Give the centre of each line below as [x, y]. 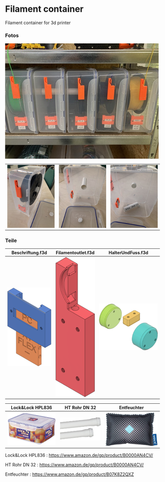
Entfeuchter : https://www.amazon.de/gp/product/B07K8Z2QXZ [69, 474]
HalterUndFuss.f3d [129, 252]
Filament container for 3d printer [38, 23]
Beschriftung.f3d [29, 252]
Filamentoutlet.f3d [75, 252]
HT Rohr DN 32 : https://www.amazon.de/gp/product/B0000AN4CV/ [74, 465]
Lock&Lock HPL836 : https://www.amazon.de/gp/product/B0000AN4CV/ [79, 455]
